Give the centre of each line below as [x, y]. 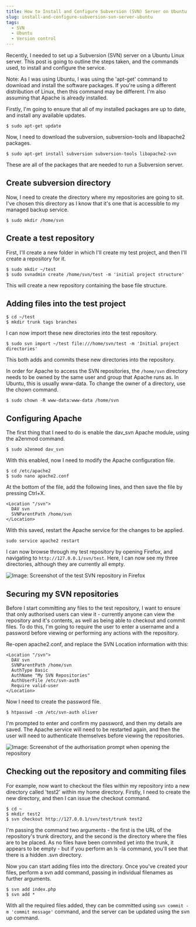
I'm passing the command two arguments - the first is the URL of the [89, 830]
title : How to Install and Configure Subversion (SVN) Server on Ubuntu [97, 11]
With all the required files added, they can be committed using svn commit [95, 905]
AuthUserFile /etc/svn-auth [46, 681]
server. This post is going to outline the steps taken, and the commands [92, 61]
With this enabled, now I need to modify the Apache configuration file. [91, 461]
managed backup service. [37, 210]
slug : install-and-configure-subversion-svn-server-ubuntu [80, 17]
